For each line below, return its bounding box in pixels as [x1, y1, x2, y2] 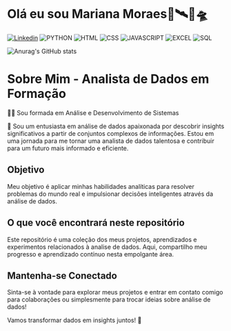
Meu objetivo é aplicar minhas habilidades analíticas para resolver [7, 182, 194, 190]
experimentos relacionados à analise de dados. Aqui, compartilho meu [7, 243, 208, 251]
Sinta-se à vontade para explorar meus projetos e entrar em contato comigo [7, 288, 223, 297]
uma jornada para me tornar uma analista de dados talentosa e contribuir [7, 137, 215, 145]
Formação [7, 86, 67, 101]
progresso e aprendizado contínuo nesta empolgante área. [7, 250, 174, 258]
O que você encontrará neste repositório [7, 217, 185, 229]
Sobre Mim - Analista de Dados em [7, 71, 210, 87]
